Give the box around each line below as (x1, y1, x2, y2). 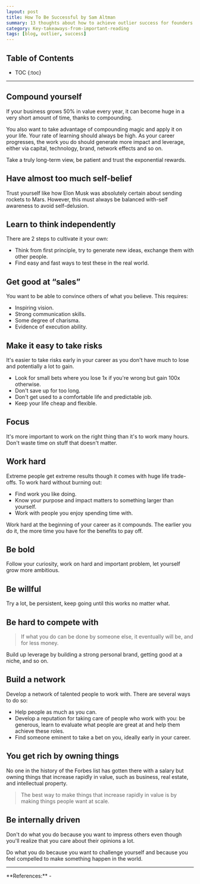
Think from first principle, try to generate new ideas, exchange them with (14, 247, 194, 254)
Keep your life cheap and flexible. (14, 400, 97, 407)
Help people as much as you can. (14, 708, 97, 716)
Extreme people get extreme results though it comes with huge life (6, 472, 170, 480)
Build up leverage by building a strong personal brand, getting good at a (6, 651, 183, 658)
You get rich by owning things (6, 751, 119, 762)
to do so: (6, 696, 28, 704)
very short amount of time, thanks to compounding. (6, 114, 133, 121)
